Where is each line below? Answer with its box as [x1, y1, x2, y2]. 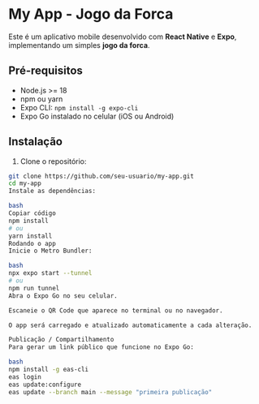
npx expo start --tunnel [8, 269, 93, 277]
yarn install [8, 232, 53, 240]
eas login [8, 372, 42, 381]
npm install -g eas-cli [8, 366, 89, 374]
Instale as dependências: [8, 187, 96, 196]
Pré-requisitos [8, 64, 84, 78]
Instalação [8, 135, 63, 148]
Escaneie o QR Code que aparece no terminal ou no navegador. [8, 306, 223, 315]
